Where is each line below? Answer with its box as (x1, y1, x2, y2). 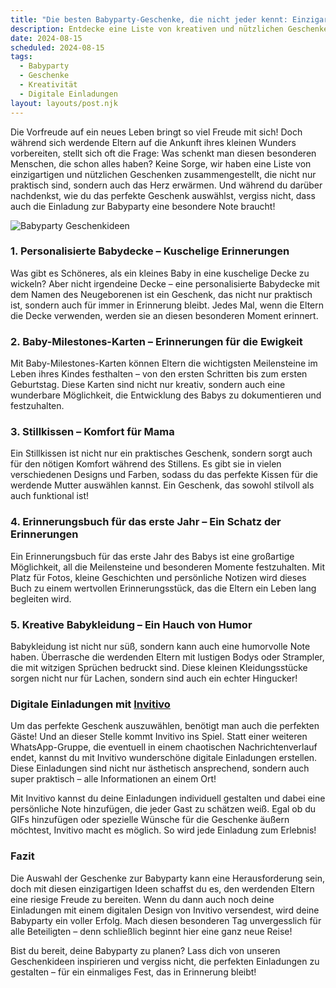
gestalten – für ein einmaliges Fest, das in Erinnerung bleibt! (10, 966, 257, 978)
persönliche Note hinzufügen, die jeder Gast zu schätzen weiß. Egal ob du (10, 803, 317, 815)
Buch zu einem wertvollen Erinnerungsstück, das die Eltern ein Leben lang (10, 582, 317, 594)
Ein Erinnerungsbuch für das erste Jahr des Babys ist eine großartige (10, 550, 295, 562)
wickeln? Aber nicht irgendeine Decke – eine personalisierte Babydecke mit (10, 277, 320, 290)
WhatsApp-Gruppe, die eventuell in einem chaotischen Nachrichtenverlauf (10, 741, 318, 753)
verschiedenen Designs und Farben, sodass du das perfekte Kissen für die (10, 469, 318, 481)
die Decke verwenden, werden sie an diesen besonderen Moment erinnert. (10, 309, 319, 321)
